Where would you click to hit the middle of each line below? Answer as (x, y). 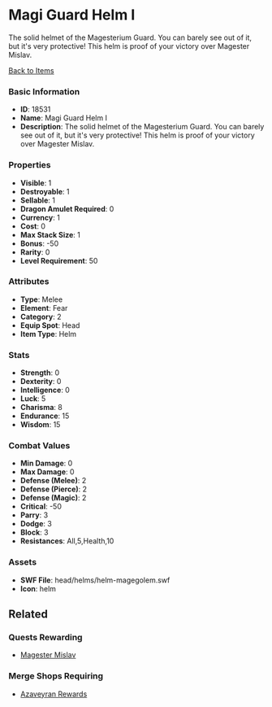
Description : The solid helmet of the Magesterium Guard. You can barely (142, 127)
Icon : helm (38, 588)
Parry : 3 (34, 515)
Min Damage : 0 (46, 463)
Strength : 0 (40, 373)
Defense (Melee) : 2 (53, 481)
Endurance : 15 (45, 416)
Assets (23, 562)
